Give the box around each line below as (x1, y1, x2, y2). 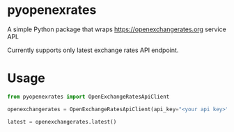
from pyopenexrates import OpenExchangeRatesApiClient (7, 93, 170, 100)
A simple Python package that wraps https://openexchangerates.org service (7, 25, 226, 33)
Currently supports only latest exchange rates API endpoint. (7, 46, 179, 54)
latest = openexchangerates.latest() (7, 118, 117, 125)
